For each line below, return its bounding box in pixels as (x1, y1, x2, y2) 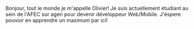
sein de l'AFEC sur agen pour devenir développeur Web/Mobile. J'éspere (5, 11, 181, 18)
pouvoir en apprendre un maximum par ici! (5, 17, 108, 23)
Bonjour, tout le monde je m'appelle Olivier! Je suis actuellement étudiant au (5, 5, 189, 11)
